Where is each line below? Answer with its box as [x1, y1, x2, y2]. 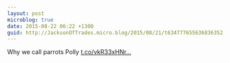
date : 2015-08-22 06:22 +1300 [7, 23, 94, 29]
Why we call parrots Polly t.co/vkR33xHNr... [7, 48, 132, 56]
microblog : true [7, 16, 54, 23]
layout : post [7, 10, 45, 17]
